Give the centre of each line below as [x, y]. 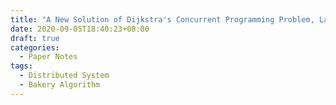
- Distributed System [64, 76]
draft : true [35, 38]
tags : [21, 66]
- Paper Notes [48, 57]
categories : [35, 47]
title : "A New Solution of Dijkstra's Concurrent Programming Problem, [162, 19]
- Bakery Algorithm [60, 85]
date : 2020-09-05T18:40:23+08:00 [80, 29]
